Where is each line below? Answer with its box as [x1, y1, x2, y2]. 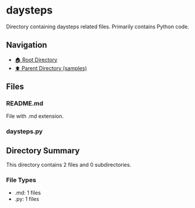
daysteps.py [6, 127, 43, 136]
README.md [6, 100, 44, 108]
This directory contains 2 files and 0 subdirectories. [6, 161, 131, 169]
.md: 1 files [14, 189, 41, 196]
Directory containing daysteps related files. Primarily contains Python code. [6, 23, 190, 30]
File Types [6, 176, 37, 184]
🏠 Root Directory [14, 56, 58, 63]
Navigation [6, 40, 47, 50]
